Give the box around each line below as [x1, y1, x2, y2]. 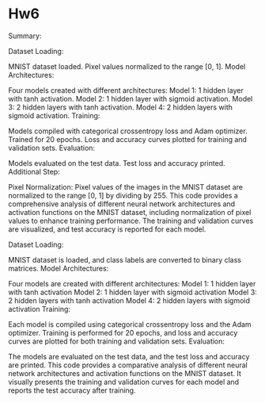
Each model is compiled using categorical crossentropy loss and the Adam [8, 319, 252, 329]
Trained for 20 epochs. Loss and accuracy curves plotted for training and [8, 134, 248, 144]
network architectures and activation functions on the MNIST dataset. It [8, 368, 241, 378]
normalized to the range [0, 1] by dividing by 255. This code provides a [8, 190, 239, 200]
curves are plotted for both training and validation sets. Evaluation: [8, 336, 225, 346]
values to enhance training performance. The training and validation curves [8, 216, 254, 225]
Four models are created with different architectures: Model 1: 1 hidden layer [8, 278, 256, 288]
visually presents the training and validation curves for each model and [8, 377, 240, 386]
